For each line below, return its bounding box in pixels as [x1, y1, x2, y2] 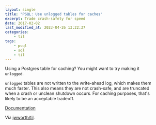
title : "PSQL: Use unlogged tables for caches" [5, 12, 103, 17]
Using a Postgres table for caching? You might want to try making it [5, 66, 140, 71]
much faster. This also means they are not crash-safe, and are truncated [5, 86, 150, 91]
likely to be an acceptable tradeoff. [5, 96, 75, 102]
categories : [5, 30, 29, 35]
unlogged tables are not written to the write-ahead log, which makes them [5, 80, 152, 86]
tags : [5, 39, 16, 44]
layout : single [5, 7, 36, 12]
